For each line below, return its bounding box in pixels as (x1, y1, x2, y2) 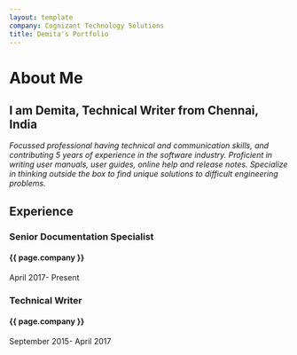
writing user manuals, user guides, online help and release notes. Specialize (9, 159, 288, 170)
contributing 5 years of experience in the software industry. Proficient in (9, 150, 273, 161)
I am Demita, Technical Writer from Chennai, (9, 103, 259, 118)
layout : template (9, 12, 74, 22)
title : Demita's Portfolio (9, 29, 109, 38)
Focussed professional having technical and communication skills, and (9, 140, 270, 151)
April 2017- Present (9, 272, 80, 282)
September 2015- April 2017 (9, 336, 112, 347)
